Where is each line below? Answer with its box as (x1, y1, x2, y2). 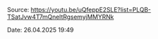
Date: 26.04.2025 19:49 (7, 26, 74, 34)
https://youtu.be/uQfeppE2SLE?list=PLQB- (30, 6, 151, 13)
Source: (7, 6, 30, 13)
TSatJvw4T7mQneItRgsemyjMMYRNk (7, 13, 115, 21)
